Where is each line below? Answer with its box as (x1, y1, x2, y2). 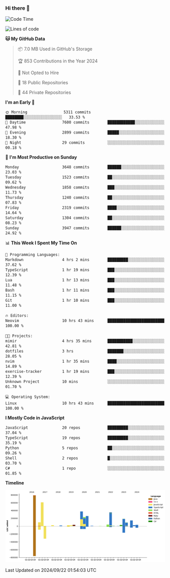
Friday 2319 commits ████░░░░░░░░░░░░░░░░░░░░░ (5, 205, 165, 210)
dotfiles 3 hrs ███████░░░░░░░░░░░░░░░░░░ (5, 349, 165, 354)
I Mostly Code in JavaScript (5, 415, 65, 421)
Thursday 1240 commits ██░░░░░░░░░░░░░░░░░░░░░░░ (5, 195, 165, 200)
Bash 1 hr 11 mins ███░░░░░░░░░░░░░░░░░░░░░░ (5, 288, 165, 293)
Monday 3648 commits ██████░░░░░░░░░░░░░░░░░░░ (5, 165, 165, 170)
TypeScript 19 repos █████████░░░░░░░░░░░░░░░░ (5, 435, 165, 441)
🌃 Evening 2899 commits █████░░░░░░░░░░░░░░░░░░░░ (5, 130, 165, 135)
